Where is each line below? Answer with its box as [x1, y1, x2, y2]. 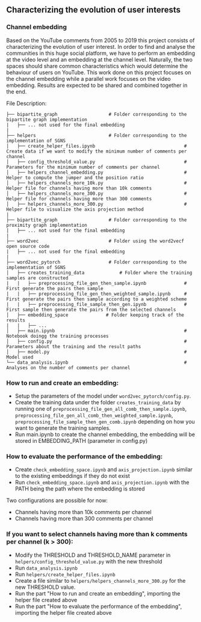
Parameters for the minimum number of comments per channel [6, 164, 161, 170]
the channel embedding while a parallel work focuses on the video [6, 75, 171, 82]
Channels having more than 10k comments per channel [14, 509, 152, 516]
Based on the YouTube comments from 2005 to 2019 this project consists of [6, 36, 195, 44]
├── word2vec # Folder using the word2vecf [6, 238, 185, 244]
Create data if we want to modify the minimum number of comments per [6, 148, 187, 154]
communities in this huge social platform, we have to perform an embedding [6, 49, 196, 57]
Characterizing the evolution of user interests [6, 5, 181, 15]
